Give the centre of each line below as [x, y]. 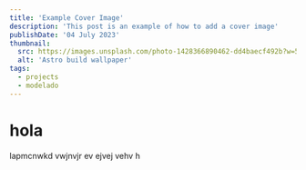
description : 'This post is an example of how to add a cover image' [144, 26]
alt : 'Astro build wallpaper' [75, 60]
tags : [20, 69]
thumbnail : [30, 43]
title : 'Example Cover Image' [67, 18]
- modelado [38, 85]
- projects [38, 77]
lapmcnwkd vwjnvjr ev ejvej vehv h [75, 155]
